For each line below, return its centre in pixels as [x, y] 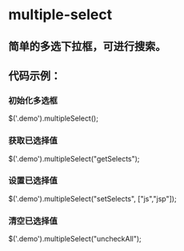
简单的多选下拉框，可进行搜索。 [87, 46]
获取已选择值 [33, 141]
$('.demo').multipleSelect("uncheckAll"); [75, 239]
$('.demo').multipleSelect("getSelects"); [74, 158]
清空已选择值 [33, 221]
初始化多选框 [33, 100]
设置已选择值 [33, 181]
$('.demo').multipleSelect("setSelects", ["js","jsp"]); [93, 198]
